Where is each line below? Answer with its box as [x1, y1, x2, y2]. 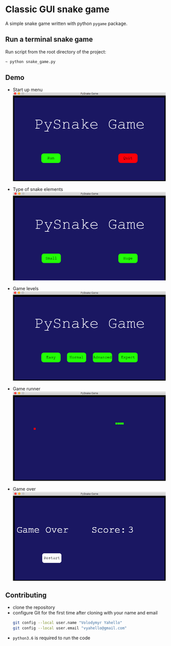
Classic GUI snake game [5, 4, 110, 15]
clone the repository [12, 604, 55, 610]
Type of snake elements [12, 186, 64, 192]
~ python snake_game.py [5, 59, 56, 64]
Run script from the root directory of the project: [5, 48, 106, 54]
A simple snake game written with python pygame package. [5, 20, 128, 26]
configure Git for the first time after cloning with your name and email [12, 609, 158, 615]
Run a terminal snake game [5, 35, 93, 44]
